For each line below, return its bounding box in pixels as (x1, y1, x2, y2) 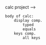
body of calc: (5, 14, 34, 19)
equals (23, 27, 36, 32)
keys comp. (14, 31, 36, 36)
